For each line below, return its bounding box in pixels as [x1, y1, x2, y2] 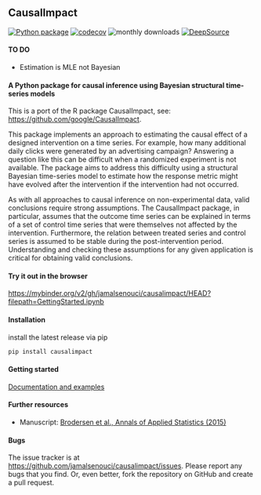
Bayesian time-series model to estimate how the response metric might [8, 172, 238, 181]
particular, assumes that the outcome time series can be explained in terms [8, 212, 251, 221]
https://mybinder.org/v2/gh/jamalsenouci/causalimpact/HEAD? [8, 289, 212, 298]
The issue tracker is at [8, 453, 80, 462]
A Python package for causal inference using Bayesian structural [8, 80, 225, 89]
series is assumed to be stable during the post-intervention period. [8, 237, 224, 246]
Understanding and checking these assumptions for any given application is [8, 245, 253, 254]
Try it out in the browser [8, 271, 88, 281]
